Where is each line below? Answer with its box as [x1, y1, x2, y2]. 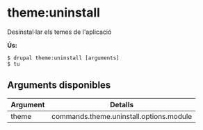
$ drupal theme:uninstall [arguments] [7, 54, 120, 62]
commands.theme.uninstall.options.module [51, 111, 193, 121]
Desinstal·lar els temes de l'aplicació [7, 28, 112, 36]
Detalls [110, 100, 134, 109]
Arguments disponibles [7, 80, 111, 91]
